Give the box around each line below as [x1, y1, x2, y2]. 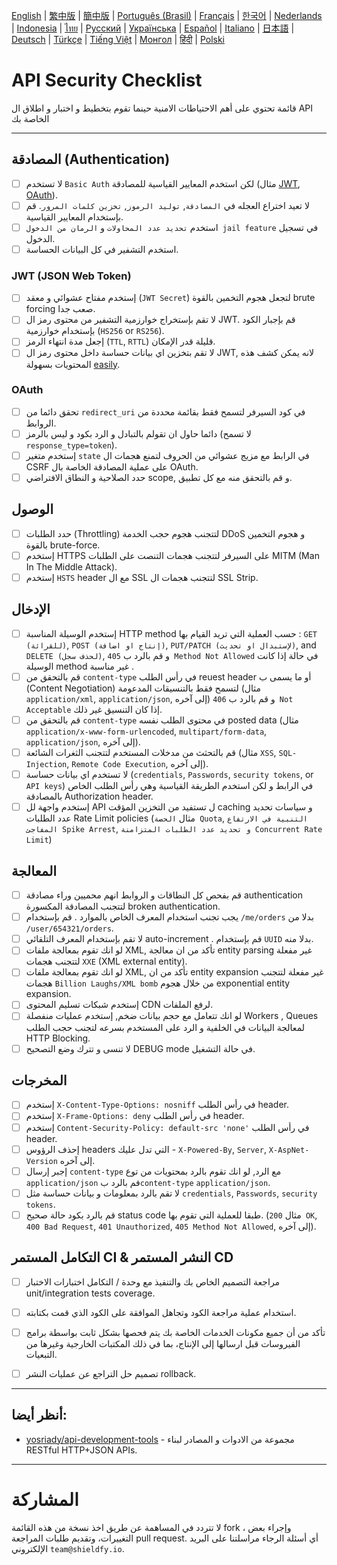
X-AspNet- [268, 1145, 310, 1155]
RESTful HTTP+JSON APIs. [25, 1444, 138, 1456]
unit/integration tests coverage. [25, 1287, 156, 1299]
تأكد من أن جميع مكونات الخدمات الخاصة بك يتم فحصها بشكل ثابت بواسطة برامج [25, 1326, 326, 1338]
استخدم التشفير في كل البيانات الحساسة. [25, 243, 179, 255]
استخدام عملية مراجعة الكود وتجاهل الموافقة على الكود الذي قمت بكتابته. [25, 1306, 297, 1318]
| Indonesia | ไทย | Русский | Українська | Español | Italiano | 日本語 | [11, 22, 295, 34]
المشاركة [11, 1488, 79, 1511]
